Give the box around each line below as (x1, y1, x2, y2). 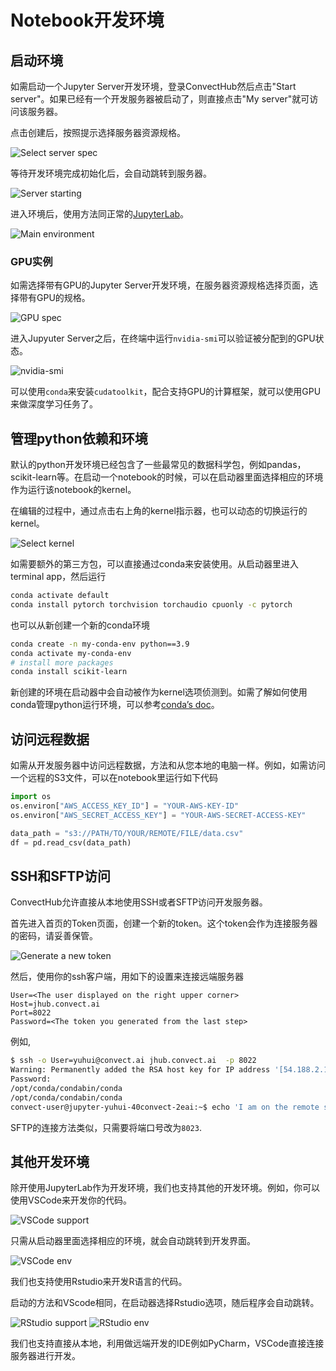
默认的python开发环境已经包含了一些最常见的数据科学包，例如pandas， (10, 459, 307, 471)
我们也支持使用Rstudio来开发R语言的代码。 (10, 1276, 188, 1288)
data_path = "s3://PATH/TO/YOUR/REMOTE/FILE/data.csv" (10, 828, 244, 838)
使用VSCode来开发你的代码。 (10, 1194, 132, 1206)
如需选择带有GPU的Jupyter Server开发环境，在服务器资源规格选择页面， (10, 279, 310, 291)
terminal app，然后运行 (10, 571, 107, 583)
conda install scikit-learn (10, 667, 128, 677)
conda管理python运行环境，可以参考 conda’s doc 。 (10, 699, 220, 711)
